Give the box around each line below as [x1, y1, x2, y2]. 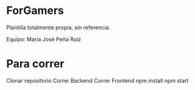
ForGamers [6, 4, 64, 18]
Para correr [6, 57, 65, 71]
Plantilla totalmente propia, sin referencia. [6, 24, 111, 31]
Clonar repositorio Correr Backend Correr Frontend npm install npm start [6, 77, 189, 84]
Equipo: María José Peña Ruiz [6, 35, 82, 43]
